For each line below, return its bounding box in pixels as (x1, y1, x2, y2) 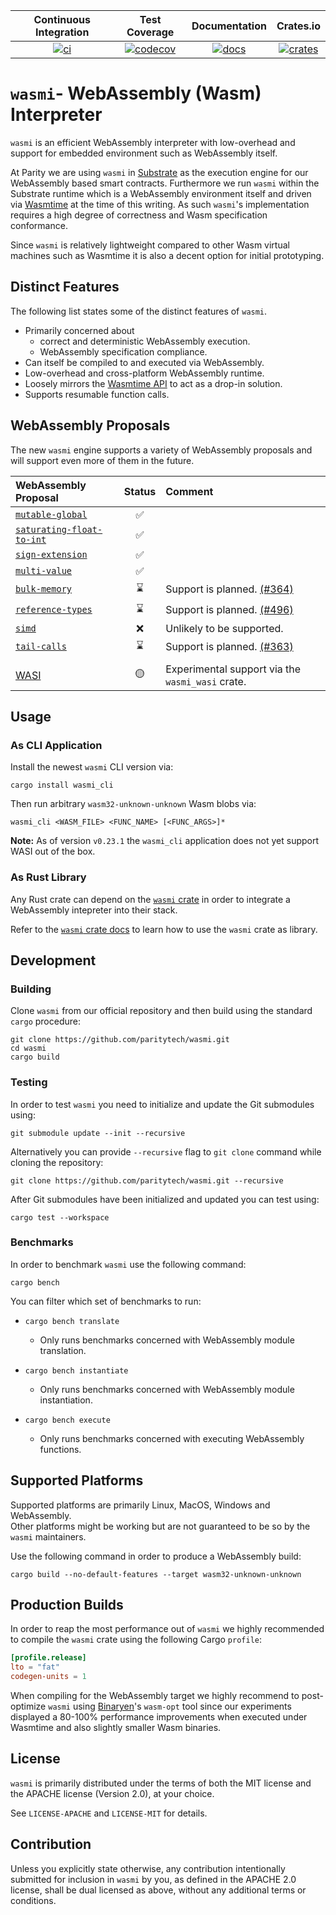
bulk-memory (15, 584, 73, 595)
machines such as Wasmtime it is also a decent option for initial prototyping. (10, 249, 325, 261)
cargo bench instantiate (24, 1365, 129, 1376)
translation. (39, 1344, 87, 1356)
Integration (35, 25, 90, 39)
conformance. (10, 219, 68, 231)
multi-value (15, 565, 73, 576)
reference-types (15, 604, 93, 616)
